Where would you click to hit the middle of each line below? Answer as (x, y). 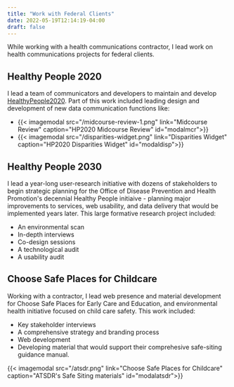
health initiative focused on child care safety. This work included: (101, 311)
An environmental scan (51, 227)
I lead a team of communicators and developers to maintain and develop (112, 94)
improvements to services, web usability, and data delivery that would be (113, 206)
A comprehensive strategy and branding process (88, 332)
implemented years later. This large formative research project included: (112, 213)
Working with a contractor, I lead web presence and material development (114, 296)
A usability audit (41, 257)
